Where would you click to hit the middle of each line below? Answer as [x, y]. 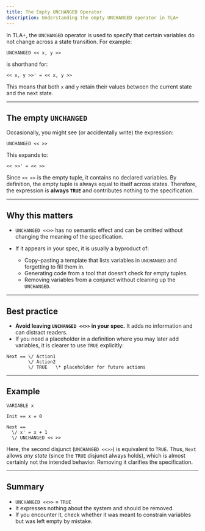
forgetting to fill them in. [54, 267]
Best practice [32, 311]
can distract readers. [41, 332]
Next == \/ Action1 [31, 356]
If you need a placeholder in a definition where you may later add [97, 339]
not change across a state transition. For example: [69, 42]
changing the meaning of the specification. [69, 237]
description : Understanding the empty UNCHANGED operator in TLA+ [92, 18]
